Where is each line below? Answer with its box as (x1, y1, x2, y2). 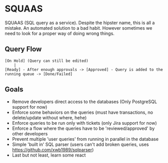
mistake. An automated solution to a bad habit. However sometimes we (5, 25, 152, 31)
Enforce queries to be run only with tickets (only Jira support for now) (12, 120, 157, 126)
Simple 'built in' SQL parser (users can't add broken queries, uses (12, 141, 149, 147)
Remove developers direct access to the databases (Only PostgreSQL (12, 99, 157, 105)
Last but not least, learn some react (12, 152, 86, 158)
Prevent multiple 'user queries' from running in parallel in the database (12, 136, 159, 142)
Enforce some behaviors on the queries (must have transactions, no (12, 109, 153, 115)
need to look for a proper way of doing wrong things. (5, 30, 115, 36)
